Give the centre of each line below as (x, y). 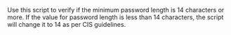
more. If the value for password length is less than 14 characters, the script (115, 17)
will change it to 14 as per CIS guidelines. (67, 24)
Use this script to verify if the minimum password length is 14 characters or (116, 10)
